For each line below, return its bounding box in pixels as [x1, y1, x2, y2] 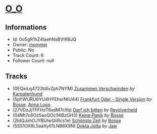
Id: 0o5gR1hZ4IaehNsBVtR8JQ [12, 36, 77, 42]
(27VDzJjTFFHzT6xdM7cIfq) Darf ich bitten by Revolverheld [12, 106, 138, 113]
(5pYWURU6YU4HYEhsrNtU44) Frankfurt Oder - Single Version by [12, 96, 152, 102]
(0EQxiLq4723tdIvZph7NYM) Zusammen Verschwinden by [12, 85, 135, 91]
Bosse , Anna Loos [12, 101, 50, 107]
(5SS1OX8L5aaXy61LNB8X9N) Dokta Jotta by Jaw [12, 122, 118, 128]
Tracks [5, 72, 28, 81]
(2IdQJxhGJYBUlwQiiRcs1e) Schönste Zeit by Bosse [12, 117, 121, 123]
